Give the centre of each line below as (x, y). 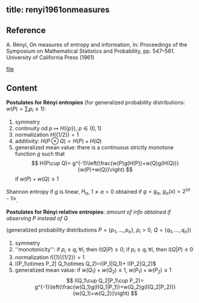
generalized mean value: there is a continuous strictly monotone (94, 147)
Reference (26, 30)
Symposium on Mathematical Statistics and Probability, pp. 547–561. (91, 51)
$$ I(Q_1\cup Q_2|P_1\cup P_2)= (105, 281)
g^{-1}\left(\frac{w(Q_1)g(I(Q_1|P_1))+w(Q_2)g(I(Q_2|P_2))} (105, 287)
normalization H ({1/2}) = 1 (47, 134)
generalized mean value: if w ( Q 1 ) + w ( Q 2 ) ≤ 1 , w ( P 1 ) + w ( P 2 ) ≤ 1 (93, 271)
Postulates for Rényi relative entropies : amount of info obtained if (88, 212)
